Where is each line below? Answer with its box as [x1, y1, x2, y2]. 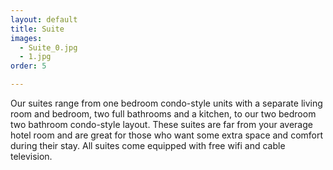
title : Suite [10, 24, 65, 34]
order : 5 [10, 61, 47, 71]
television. [10, 151, 53, 162]
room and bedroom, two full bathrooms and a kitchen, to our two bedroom [10, 108, 317, 120]
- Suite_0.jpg [19, 42, 78, 53]
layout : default [10, 14, 78, 25]
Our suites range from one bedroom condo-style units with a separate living [10, 97, 323, 109]
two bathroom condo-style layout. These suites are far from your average [10, 119, 313, 130]
